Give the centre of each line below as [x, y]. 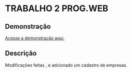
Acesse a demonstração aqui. [35, 38]
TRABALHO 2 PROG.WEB [57, 9]
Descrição [21, 53]
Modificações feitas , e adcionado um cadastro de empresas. [66, 65]
